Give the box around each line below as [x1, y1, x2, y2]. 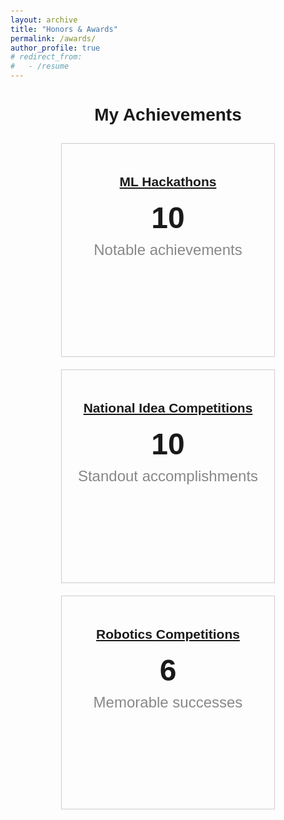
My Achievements [94, 105, 242, 125]
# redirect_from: [10, 52, 83, 62]
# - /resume [10, 61, 70, 72]
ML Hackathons [119, 174, 217, 190]
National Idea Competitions [83, 400, 253, 416]
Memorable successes [93, 693, 243, 711]
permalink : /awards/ [10, 33, 97, 44]
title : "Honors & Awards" [10, 24, 118, 34]
